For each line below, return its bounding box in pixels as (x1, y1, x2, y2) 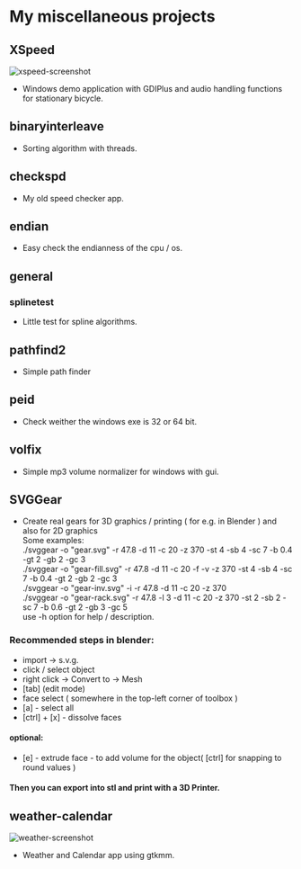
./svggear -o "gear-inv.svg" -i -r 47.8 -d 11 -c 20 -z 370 (22, 583, 227, 594)
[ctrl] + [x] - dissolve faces (22, 712, 122, 722)
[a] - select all (22, 702, 75, 712)
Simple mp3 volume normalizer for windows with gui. (22, 466, 219, 477)
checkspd (9, 169, 66, 184)
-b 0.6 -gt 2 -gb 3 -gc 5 (40, 602, 128, 613)
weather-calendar (9, 808, 113, 824)
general (9, 268, 54, 284)
